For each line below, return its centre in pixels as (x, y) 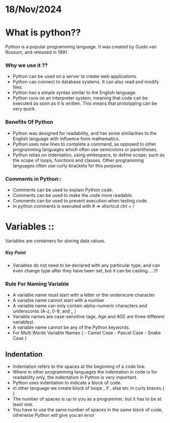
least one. (23, 404)
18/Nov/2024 (33, 9)
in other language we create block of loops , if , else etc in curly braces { (89, 388)
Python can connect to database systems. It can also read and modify (86, 82)
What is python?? (43, 33)
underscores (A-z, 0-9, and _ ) (44, 311)
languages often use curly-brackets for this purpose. (68, 165)
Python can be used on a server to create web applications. (75, 76)
